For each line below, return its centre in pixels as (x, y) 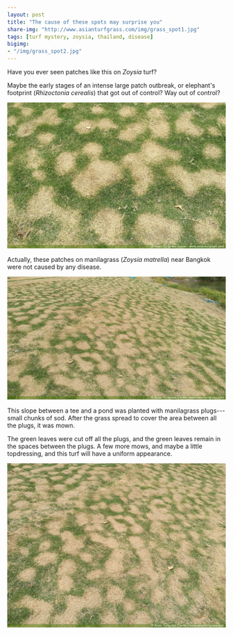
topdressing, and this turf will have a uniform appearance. (90, 454)
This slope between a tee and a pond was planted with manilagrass (103, 411)
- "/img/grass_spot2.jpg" (44, 51)
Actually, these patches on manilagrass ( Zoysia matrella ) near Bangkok (109, 259)
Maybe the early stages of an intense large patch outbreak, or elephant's (111, 85)
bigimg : (18, 44)
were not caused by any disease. (54, 267)
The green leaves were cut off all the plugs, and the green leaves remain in (114, 439)
